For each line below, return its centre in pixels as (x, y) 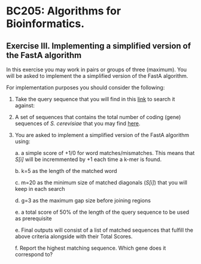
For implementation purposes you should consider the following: (86, 87)
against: (25, 105)
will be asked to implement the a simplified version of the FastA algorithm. (97, 76)
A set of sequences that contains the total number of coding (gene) (98, 117)
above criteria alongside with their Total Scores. (74, 236)
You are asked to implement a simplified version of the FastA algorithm (102, 135)
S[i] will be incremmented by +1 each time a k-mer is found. (88, 159)
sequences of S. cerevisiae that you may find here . (77, 123)
